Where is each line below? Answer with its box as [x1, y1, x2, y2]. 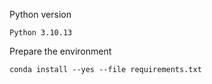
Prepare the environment [9, 45, 112, 57]
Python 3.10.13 [9, 28, 73, 38]
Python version [9, 9, 72, 20]
